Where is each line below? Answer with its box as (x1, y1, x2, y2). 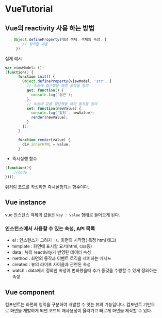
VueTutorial (5, 3, 53, 15)
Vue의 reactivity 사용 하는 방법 (5, 24, 95, 32)
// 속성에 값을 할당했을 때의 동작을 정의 (26, 101, 97, 106)
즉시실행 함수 (12, 156, 37, 161)
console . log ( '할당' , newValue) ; (31, 110, 95, 115)
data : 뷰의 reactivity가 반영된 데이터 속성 (12, 249, 91, 255)
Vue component (5, 288, 55, 296)
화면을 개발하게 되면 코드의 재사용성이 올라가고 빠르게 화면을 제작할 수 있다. (10, 307, 153, 313)
